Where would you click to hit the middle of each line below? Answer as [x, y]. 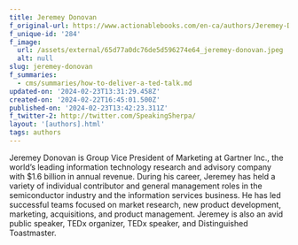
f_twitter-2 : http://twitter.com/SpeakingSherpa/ [103, 116]
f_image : [25, 42]
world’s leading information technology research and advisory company [141, 167]
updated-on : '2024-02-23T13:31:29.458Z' [85, 91]
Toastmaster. [33, 233]
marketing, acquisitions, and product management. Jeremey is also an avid [146, 214]
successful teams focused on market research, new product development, [145, 204]
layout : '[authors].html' [57, 125]
